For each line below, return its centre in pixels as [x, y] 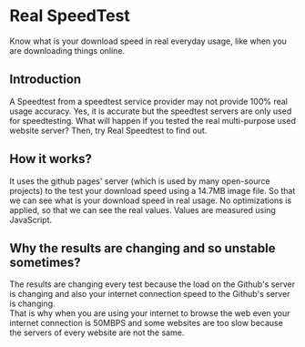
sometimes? [45, 262]
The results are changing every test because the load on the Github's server [152, 284]
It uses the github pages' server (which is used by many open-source [140, 181]
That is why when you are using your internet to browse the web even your [150, 313]
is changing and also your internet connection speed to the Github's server [150, 294]
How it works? [51, 159]
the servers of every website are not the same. [97, 332]
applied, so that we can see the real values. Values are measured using [142, 209]
